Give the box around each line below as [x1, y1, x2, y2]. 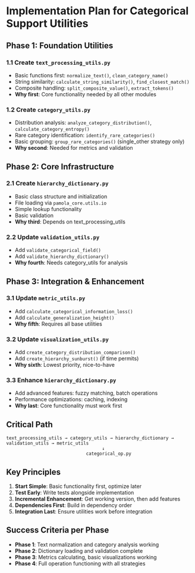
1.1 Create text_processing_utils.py [6, 58, 111, 67]
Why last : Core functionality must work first [14, 402, 122, 410]
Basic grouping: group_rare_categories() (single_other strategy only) [14, 138, 185, 145]
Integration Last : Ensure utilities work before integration [14, 508, 153, 515]
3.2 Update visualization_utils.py [6, 335, 109, 343]
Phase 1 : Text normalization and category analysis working [14, 541, 159, 548]
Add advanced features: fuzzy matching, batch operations [14, 389, 158, 396]
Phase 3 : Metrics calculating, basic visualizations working [14, 553, 157, 561]
